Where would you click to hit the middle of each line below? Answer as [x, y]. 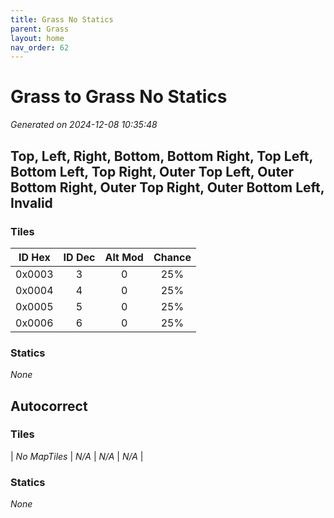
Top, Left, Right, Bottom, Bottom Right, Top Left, [161, 156]
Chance [172, 257]
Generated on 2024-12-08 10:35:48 [84, 125]
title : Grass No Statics [62, 19]
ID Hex [34, 257]
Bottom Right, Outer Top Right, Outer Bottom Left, [167, 187]
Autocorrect [49, 406]
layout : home [37, 38]
